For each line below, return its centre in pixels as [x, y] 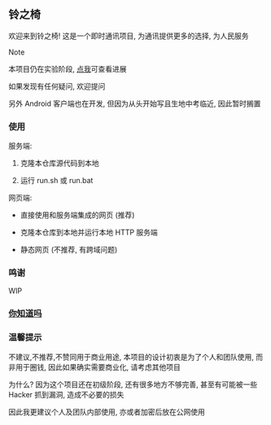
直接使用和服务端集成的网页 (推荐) [77, 215]
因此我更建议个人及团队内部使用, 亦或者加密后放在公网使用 [107, 412]
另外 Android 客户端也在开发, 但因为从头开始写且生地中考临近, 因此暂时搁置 [135, 103]
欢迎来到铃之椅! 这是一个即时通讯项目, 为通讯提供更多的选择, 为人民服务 [129, 36]
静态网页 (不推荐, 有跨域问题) [69, 250]
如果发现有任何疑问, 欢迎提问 [57, 86]
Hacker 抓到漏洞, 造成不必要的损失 [66, 394]
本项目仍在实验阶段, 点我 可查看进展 [68, 68]
